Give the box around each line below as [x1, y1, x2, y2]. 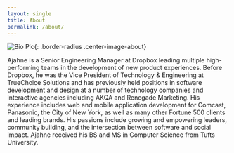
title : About [7, 17, 46, 24]
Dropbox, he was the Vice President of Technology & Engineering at [7, 71, 204, 79]
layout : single [7, 10, 52, 18]
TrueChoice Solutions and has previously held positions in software [7, 79, 202, 87]
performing [7, 64, 40, 72]
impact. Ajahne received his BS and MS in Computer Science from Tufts [7, 131, 216, 139]
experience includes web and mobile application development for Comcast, [7, 101, 226, 109]
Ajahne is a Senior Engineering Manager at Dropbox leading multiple [7, 56, 205, 65]
